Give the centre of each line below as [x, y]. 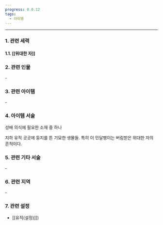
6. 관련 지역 [18, 182]
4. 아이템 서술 [20, 116]
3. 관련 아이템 [20, 92]
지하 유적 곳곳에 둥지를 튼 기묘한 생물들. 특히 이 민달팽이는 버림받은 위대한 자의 [79, 137]
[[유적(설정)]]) [25, 217]
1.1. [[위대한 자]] [20, 53]
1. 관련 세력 [17, 41]
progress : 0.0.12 [23, 9]
